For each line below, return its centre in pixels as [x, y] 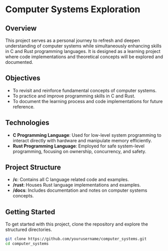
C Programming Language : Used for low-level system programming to [87, 135]
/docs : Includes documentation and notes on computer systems [80, 190]
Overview [21, 28]
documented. [19, 62]
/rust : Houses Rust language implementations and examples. [77, 185]
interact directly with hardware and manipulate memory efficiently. [82, 140]
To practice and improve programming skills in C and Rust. [74, 96]
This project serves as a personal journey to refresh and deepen [73, 40]
